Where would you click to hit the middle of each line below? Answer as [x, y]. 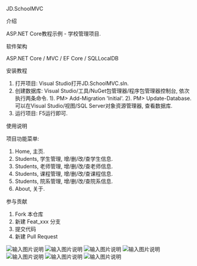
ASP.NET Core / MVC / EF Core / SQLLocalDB [62, 58]
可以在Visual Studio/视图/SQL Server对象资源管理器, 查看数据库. [94, 106]
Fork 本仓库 [29, 214]
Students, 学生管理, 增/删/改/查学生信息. [64, 159]
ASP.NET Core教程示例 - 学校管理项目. [54, 33]
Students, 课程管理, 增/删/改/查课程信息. [64, 174]
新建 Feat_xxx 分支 [38, 221]
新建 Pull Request [36, 236]
